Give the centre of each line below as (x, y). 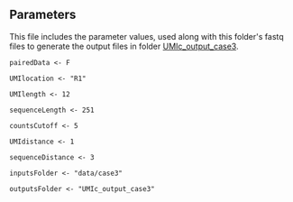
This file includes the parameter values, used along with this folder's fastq (146, 36)
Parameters (43, 15)
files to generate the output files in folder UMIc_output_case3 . (124, 46)
